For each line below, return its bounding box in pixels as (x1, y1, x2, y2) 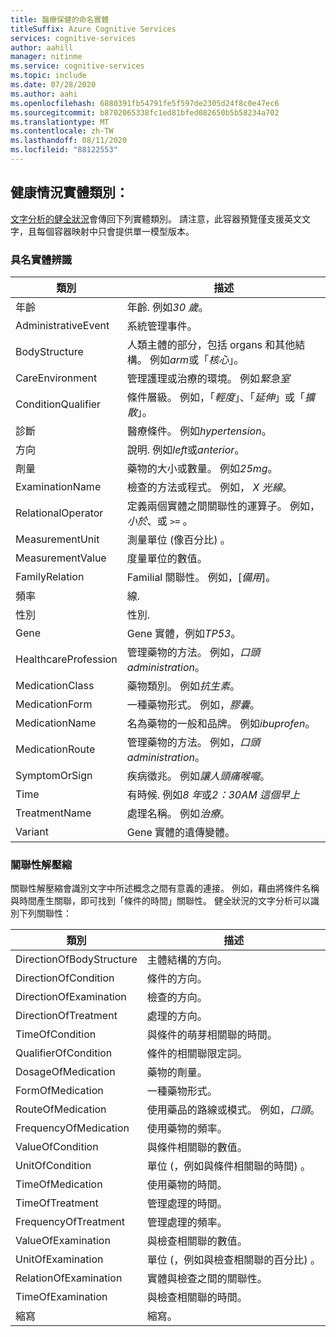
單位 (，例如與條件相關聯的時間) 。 (146, 1159, 311, 1173)
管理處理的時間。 (146, 1197, 228, 1211)
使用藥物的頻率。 (146, 1122, 228, 1136)
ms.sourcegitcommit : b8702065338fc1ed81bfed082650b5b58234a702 (10, 107, 280, 118)
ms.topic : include (10, 71, 87, 81)
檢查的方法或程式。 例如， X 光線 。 (126, 480, 293, 494)
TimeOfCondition (15, 1027, 97, 1041)
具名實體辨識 (10, 252, 73, 266)
